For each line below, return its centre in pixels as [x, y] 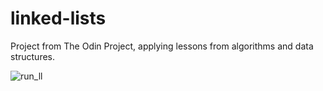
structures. [32, 56]
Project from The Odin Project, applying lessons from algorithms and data [162, 46]
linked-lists [58, 18]
